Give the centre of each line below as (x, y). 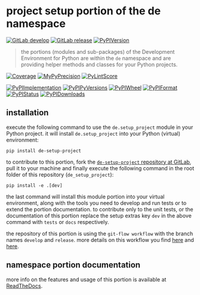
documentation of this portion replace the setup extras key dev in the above (99, 216)
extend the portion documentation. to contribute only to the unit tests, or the (100, 209)
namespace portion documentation (73, 265)
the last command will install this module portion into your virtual (85, 196)
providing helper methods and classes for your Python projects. (99, 64)
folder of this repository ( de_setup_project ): (60, 174)
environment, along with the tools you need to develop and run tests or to (96, 203)
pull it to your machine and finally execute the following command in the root (100, 168)
